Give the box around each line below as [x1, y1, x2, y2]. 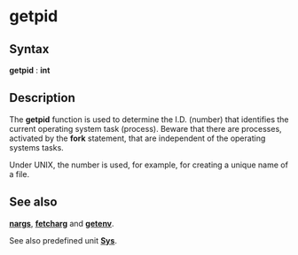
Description [9, 90, 75, 105]
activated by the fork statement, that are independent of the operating [9, 133, 266, 143]
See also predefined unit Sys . [9, 235, 118, 245]
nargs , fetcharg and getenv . [9, 218, 114, 228]
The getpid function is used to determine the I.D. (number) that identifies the [9, 113, 289, 125]
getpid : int [9, 65, 51, 75]
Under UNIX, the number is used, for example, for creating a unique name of [9, 159, 288, 170]
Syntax [9, 42, 50, 57]
